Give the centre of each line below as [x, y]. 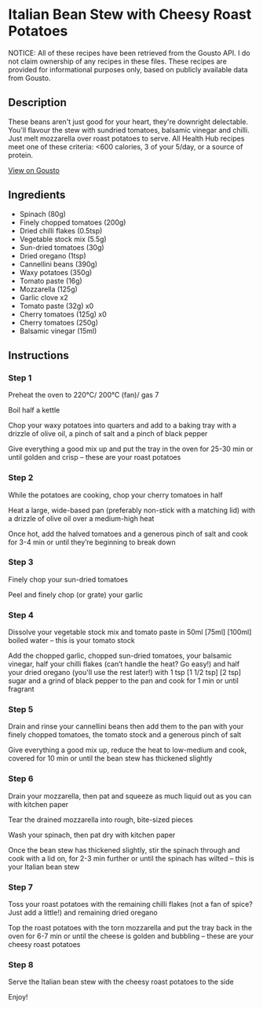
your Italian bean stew [44, 867]
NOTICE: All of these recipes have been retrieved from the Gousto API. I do [129, 53]
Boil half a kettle [34, 410]
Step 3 [21, 562]
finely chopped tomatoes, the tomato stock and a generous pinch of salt [125, 735]
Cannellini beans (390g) [58, 264]
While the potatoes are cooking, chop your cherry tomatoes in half [115, 495]
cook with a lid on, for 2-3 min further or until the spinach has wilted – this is [131, 858]
